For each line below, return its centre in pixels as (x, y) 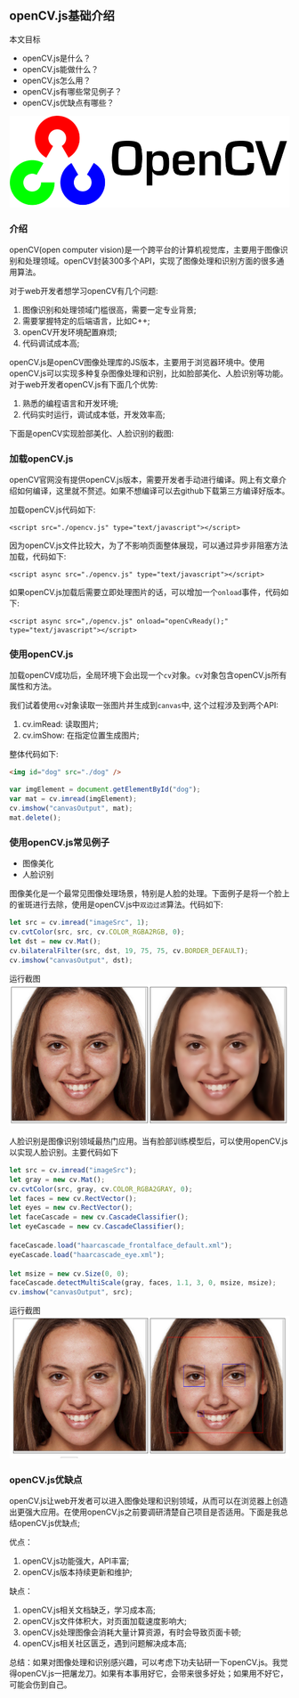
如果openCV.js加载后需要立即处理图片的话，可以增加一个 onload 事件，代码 (145, 592)
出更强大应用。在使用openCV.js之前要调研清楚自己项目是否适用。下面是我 (145, 1512)
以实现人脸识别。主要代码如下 (64, 1152)
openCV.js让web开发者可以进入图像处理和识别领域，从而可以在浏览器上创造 (149, 1500)
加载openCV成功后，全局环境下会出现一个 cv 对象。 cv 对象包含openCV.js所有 (148, 675)
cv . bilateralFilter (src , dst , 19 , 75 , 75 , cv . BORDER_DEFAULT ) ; (129, 951)
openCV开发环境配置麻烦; (69, 331)
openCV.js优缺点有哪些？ (68, 102)
